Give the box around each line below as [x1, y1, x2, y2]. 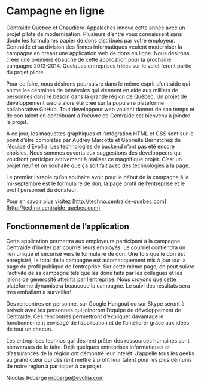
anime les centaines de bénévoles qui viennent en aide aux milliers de [6, 86, 178, 93]
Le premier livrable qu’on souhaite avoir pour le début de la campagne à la [6, 173, 190, 180]
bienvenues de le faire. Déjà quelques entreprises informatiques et [6, 343, 170, 350]
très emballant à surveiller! [6, 288, 72, 295]
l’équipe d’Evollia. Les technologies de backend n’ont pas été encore [6, 143, 175, 150]
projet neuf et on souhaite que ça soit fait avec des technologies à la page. [6, 162, 190, 169]
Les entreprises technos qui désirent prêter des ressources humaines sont [6, 337, 190, 344]
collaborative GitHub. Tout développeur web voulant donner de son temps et [6, 105, 195, 113]
